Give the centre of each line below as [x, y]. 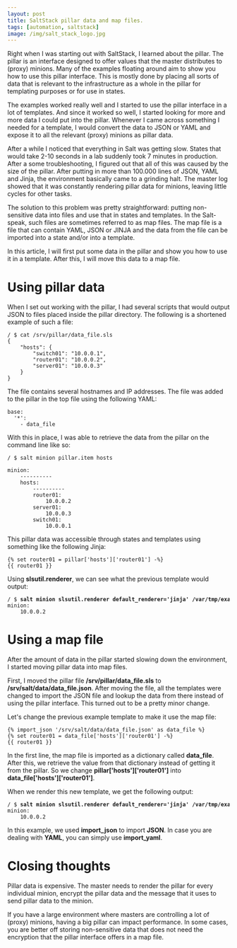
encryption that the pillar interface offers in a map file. [86, 937]
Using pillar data [56, 288]
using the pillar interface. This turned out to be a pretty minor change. [109, 703]
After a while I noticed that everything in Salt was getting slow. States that [114, 149]
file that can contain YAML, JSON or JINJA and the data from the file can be [117, 230]
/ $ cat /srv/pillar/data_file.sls [60, 335]
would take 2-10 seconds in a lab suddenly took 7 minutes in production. [113, 156]
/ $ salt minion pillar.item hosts [60, 458]
